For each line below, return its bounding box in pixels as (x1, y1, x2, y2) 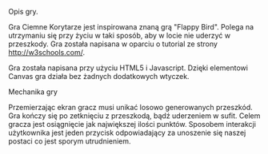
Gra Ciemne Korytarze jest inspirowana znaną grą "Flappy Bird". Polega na (8, 22, 254, 31)
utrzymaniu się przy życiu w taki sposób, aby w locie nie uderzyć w (8, 31, 230, 40)
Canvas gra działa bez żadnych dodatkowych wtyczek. (8, 72, 190, 81)
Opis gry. (8, 7, 38, 16)
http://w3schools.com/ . (8, 48, 86, 57)
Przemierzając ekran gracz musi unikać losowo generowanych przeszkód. (8, 103, 254, 112)
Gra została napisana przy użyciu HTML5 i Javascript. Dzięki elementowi (8, 63, 248, 73)
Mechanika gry (8, 87, 58, 97)
